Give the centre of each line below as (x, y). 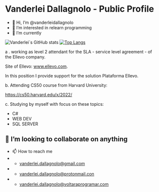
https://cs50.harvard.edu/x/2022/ (39, 95)
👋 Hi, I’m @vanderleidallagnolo (43, 22)
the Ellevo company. (25, 57)
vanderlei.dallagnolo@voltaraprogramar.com (64, 184)
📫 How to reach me (32, 151)
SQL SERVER (25, 124)
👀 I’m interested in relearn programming (52, 27)
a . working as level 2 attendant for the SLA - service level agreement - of (79, 52)
